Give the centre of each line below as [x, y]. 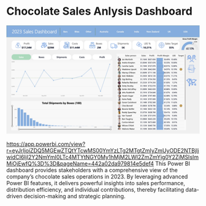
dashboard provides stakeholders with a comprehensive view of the [92, 170]
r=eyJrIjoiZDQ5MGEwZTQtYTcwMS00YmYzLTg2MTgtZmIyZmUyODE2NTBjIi [103, 151]
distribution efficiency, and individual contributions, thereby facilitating [95, 190]
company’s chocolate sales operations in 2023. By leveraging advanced [97, 177]
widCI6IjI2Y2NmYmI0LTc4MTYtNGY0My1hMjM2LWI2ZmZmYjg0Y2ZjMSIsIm [103, 157]
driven [14, 196]
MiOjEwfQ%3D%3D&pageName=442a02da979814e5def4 [80, 164]
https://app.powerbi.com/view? [46, 144]
